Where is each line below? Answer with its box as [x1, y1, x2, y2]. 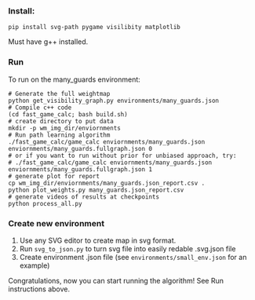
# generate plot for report [8, 172, 100, 180]
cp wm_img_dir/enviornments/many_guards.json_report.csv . [8, 179, 206, 187]
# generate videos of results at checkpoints [8, 192, 159, 201]
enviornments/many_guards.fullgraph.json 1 [8, 165, 153, 174]
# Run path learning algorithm [8, 131, 111, 139]
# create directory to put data [8, 117, 114, 125]
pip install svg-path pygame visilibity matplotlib [8, 24, 180, 31]
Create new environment [8, 218, 104, 229]
